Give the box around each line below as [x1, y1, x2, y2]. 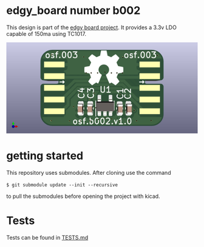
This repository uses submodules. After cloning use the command [6, 169, 171, 177]
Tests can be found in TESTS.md [6, 234, 89, 242]
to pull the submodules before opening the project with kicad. [6, 192, 160, 200]
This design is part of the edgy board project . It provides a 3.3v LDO [6, 24, 177, 31]
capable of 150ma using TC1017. [6, 30, 87, 37]
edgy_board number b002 [6, 4, 141, 18]
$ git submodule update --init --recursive [6, 182, 118, 188]
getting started [6, 149, 84, 163]
